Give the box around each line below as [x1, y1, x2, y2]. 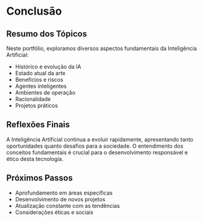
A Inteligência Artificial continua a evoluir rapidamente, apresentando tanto [6, 135, 193, 143]
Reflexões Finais [6, 120, 70, 130]
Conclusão [6, 4, 62, 18]
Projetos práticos [15, 102, 58, 109]
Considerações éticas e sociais [15, 209, 94, 216]
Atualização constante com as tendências [15, 202, 120, 209]
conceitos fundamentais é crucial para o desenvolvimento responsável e [6, 148, 188, 156]
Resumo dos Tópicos [6, 29, 87, 39]
